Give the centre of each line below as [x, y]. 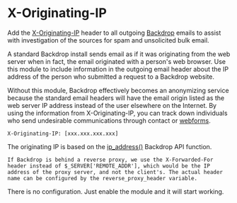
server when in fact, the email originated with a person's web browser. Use [117, 61]
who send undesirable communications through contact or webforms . [109, 120]
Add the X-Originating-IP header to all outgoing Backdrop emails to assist [114, 33]
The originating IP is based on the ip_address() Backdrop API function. [110, 146]
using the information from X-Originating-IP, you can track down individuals [117, 113]
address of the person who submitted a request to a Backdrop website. [111, 77]
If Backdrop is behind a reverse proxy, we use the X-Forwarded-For [110, 160]
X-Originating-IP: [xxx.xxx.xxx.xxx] [63, 133]
